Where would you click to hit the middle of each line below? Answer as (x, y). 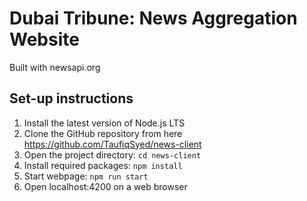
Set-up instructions (71, 98)
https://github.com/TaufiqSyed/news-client (112, 144)
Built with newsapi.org (55, 67)
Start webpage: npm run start (86, 176)
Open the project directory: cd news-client (112, 154)
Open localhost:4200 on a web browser (105, 186)
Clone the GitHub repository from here (103, 133)
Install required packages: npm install (103, 165)
